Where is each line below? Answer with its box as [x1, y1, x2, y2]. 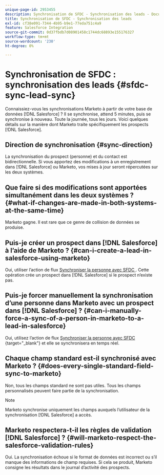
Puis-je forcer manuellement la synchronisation [5, 291, 153, 300]
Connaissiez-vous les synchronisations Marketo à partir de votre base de [5, 106, 152, 111]
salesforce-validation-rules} [5, 441, 94, 450]
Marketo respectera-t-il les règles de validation [5, 426, 152, 434]
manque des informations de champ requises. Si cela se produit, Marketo [5, 459, 153, 465]
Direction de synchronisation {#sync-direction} [5, 140, 153, 149]
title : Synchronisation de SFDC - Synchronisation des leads [5, 16, 132, 21]
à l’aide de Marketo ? [5, 246, 69, 255]
